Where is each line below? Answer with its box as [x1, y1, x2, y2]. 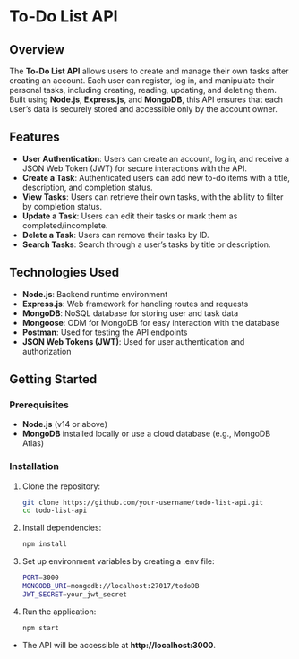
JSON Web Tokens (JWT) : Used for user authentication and [21, 336, 245, 347]
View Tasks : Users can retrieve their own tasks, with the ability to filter [21, 191, 284, 202]
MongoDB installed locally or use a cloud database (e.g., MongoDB [21, 428, 271, 440]
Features [9, 130, 60, 145]
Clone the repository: [21, 481, 101, 492]
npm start [21, 623, 60, 632]
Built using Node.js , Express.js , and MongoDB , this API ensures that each [9, 94, 284, 105]
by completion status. [21, 201, 103, 211]
